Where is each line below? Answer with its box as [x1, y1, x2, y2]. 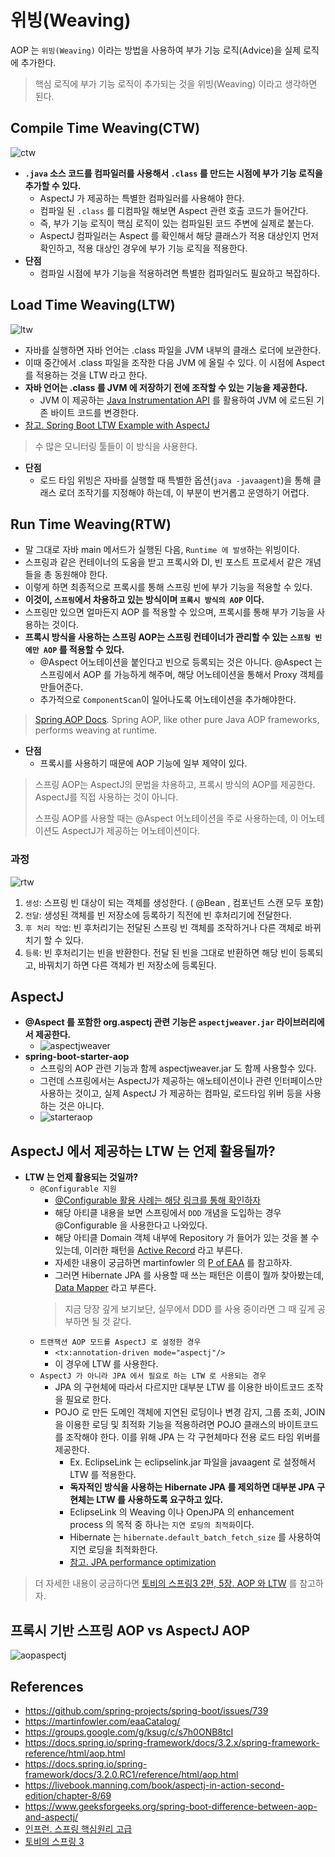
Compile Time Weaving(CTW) [10, 120, 201, 137]
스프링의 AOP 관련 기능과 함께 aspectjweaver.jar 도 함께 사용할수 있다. [39, 1062, 317, 1075]
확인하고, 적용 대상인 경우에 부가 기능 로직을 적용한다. [39, 242, 248, 254]
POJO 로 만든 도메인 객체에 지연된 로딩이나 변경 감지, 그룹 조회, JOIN [54, 1406, 326, 1418]
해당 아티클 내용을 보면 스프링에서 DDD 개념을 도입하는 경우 [54, 1207, 282, 1219]
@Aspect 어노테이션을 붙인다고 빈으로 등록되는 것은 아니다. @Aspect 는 [39, 656, 323, 668]
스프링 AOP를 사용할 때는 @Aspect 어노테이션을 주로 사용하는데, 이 [34, 812, 299, 825]
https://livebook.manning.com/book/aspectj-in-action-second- [24, 1779, 285, 1791]
